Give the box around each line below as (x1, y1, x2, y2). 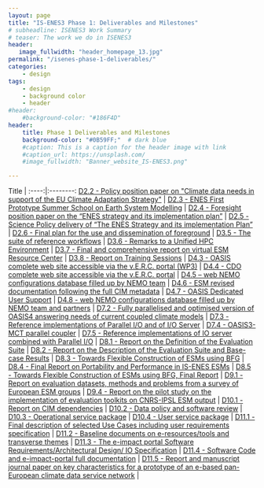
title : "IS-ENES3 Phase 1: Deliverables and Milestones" (8, 19, 199, 27)
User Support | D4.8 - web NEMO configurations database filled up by (8, 295, 236, 305)
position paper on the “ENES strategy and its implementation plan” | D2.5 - (8, 212, 250, 221)
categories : (8, 63, 47, 71)
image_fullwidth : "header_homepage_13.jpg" (18, 48, 163, 56)
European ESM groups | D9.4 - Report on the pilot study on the (8, 387, 212, 397)
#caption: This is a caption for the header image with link (22, 143, 226, 151)
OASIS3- (227, 320, 256, 330)
